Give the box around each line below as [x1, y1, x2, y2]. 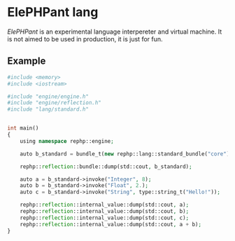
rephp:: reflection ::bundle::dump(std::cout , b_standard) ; [20, 163, 192, 170]
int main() [7, 125, 39, 132]
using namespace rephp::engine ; [20, 137, 114, 144]
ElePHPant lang [7, 4, 99, 20]
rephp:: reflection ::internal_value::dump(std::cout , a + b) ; [20, 221, 201, 228]
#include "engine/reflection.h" [7, 99, 101, 106]
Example [7, 55, 46, 67]
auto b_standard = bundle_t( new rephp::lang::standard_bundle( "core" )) [20, 150, 233, 158]
